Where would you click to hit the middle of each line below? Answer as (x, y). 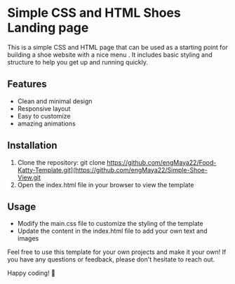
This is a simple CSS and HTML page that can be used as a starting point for (117, 47)
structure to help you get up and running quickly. (78, 62)
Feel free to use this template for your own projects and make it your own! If (117, 252)
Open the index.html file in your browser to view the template (106, 184)
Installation (32, 146)
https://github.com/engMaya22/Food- (161, 162)
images (28, 238)
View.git (29, 177)
